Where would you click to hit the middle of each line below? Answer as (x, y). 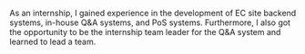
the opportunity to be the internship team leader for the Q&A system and (145, 32)
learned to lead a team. (53, 41)
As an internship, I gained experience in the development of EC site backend (153, 13)
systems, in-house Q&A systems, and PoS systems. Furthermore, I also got (150, 22)
